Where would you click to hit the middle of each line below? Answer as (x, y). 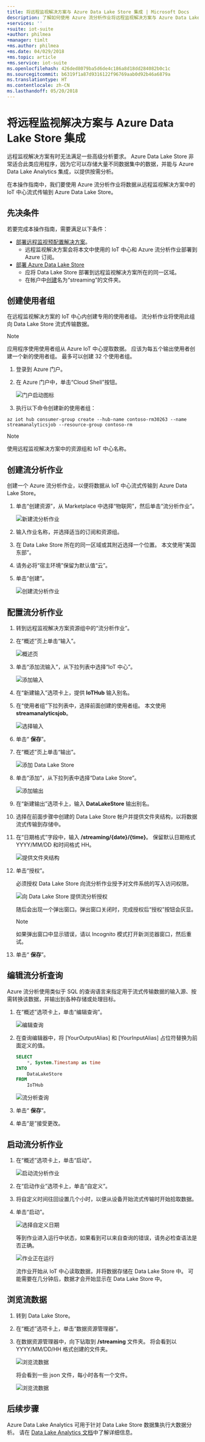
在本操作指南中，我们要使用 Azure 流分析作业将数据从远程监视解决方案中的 (101, 184)
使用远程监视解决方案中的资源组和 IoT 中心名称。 (68, 449)
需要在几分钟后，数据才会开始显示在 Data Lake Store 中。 (93, 1278)
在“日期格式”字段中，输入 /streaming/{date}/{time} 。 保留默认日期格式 (106, 837)
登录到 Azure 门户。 (41, 369)
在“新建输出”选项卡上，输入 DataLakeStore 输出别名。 (84, 804)
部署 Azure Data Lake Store (50, 265)
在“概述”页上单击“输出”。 (47, 752)
